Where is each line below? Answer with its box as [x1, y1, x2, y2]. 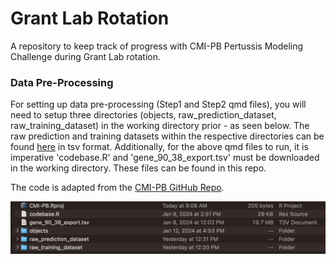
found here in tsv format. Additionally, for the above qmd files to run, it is [10, 141, 309, 153]
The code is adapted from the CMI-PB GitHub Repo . [10, 182, 225, 194]
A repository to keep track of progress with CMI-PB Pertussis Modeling [10, 40, 304, 52]
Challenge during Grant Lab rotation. [10, 50, 161, 62]
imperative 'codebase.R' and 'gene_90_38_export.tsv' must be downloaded [10, 152, 320, 164]
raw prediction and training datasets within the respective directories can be [10, 130, 325, 142]
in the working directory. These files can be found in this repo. [10, 162, 267, 174]
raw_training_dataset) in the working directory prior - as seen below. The [10, 120, 310, 132]
